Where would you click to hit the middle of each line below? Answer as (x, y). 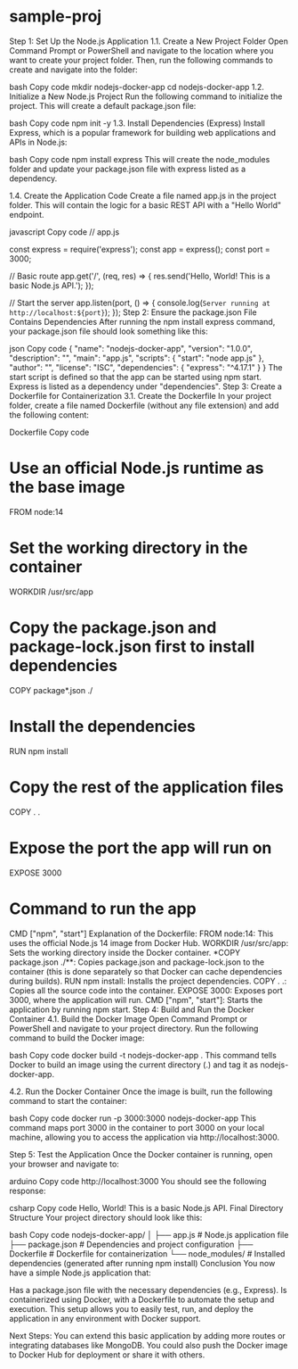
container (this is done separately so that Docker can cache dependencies (146, 971)
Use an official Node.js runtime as (137, 468)
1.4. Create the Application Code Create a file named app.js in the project (143, 195)
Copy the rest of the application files (147, 787)
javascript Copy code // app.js (64, 232)
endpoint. (27, 214)
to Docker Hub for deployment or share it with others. (107, 1355)
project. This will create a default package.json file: (103, 105)
